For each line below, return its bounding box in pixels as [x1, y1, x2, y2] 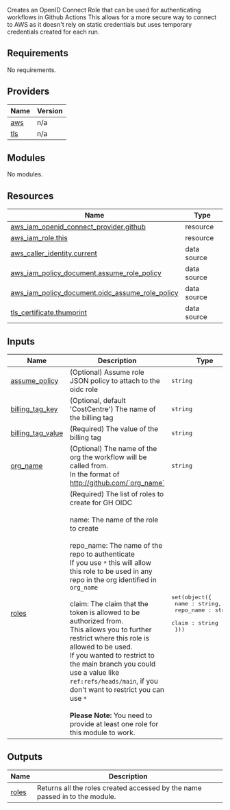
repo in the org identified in [69, 575, 157, 585]
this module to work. [69, 728, 136, 737]
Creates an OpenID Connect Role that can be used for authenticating [7, 6, 201, 14]
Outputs [7, 751, 43, 763]
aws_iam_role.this [10, 233, 68, 243]
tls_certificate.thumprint [10, 308, 88, 318]
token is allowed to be [69, 607, 140, 617]
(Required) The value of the [69, 424, 159, 434]
